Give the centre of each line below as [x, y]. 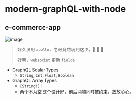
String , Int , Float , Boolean [47, 75]
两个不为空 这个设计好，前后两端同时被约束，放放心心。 [77, 92]
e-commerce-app [33, 27]
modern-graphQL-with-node [66, 9]
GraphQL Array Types [34, 80]
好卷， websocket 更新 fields [46, 60]
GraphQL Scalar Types [35, 70]
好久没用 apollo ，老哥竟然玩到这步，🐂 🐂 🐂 [60, 49]
